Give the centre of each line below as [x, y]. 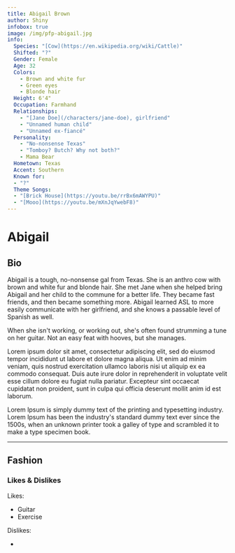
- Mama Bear [37, 157]
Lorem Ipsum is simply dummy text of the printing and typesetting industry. [115, 409]
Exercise [30, 517]
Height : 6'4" [33, 99]
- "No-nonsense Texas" [53, 144]
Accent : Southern [39, 170]
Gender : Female [36, 59]
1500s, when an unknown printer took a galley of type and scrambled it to [113, 425]
